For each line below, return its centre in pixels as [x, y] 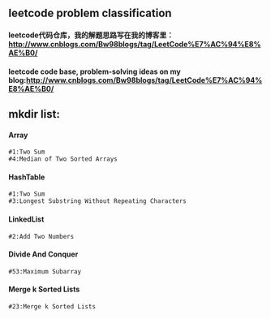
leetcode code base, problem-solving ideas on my [95, 71]
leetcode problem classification [90, 13]
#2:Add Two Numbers [41, 236]
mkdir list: [34, 114]
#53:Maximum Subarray [45, 271]
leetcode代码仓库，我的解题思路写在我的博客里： [91, 35]
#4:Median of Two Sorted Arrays [63, 159]
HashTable [27, 177]
